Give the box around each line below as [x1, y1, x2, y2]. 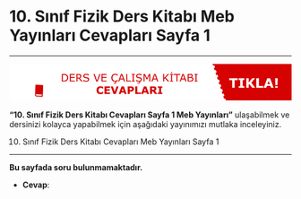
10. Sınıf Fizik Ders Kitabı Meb [9, 6, 235, 27]
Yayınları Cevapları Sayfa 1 [9, 25, 211, 46]
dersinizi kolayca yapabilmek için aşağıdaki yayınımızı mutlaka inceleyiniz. [9, 119, 282, 130]
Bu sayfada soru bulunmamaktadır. [9, 162, 143, 173]
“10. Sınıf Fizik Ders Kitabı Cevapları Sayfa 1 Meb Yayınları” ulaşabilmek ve [9, 109, 290, 120]
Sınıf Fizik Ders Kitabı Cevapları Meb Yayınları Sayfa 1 [21, 136, 219, 147]
